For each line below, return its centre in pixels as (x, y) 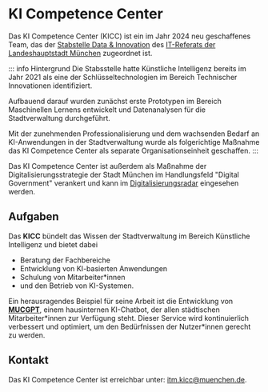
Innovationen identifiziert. (50, 86)
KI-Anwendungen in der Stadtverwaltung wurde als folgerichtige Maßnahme (134, 142)
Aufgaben (34, 217)
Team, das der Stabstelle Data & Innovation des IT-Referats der (112, 44)
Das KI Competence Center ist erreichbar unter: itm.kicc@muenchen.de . (128, 379)
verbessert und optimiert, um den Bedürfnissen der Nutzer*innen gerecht (130, 326)
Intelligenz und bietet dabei (53, 244)
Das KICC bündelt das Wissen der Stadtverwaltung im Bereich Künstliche (129, 236)
